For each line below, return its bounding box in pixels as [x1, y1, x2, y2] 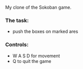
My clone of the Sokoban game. [5, 5, 71, 10]
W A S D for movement [12, 53, 60, 59]
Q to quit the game [12, 58, 51, 64]
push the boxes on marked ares [12, 28, 78, 34]
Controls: [5, 41, 29, 48]
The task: [5, 17, 29, 24]
